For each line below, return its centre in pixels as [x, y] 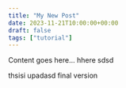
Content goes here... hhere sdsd [61, 60]
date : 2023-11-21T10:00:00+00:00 [63, 23]
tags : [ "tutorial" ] [40, 38]
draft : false [30, 30]
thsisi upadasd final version [53, 75]
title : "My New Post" [44, 15]
